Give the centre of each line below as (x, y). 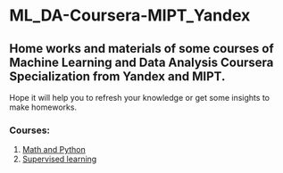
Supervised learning (59, 159)
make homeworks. (43, 107)
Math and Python (54, 150)
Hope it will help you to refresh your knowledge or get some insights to (140, 98)
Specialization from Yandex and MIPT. (117, 76)
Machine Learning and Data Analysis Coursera (141, 62)
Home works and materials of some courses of (141, 49)
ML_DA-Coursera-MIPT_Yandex (130, 16)
